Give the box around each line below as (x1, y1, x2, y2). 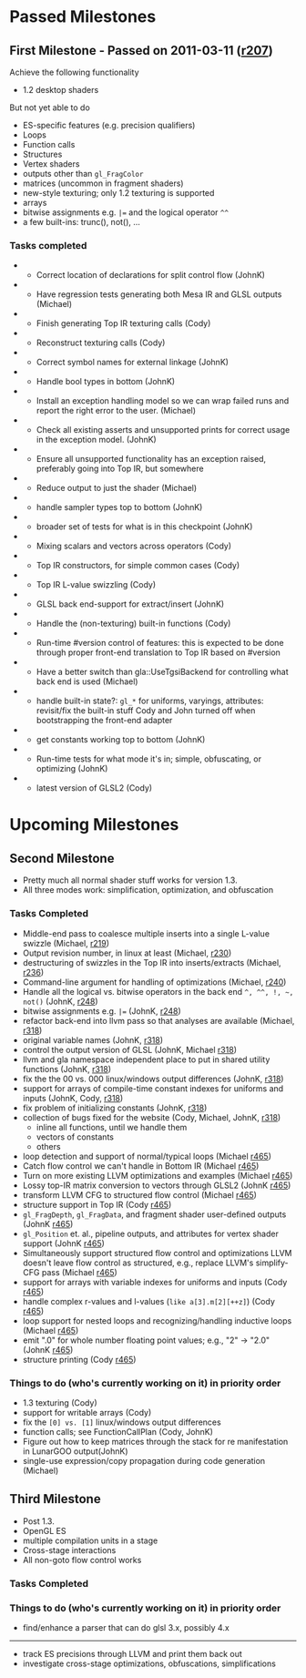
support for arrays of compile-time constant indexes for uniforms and (22, 1082, 284, 1094)
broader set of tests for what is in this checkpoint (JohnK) (36, 521, 253, 532)
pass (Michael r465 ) (41, 1266, 118, 1277)
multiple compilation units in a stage (22, 1535, 158, 1546)
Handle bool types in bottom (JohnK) (36, 376, 176, 387)
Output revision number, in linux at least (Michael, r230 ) (22, 947, 232, 958)
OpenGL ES (22, 1525, 66, 1536)
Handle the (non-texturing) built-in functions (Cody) (36, 618, 231, 629)
